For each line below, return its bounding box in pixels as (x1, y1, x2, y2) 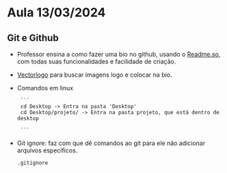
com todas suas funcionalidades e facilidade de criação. (16, 57, 176, 66)
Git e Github (7, 32, 59, 44)
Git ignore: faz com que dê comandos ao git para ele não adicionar (16, 139, 206, 147)
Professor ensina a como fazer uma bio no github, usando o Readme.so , (16, 50, 221, 58)
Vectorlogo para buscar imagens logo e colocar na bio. (16, 70, 172, 79)
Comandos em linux (16, 84, 74, 92)
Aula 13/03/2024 (7, 5, 106, 21)
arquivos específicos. (16, 146, 78, 155)
